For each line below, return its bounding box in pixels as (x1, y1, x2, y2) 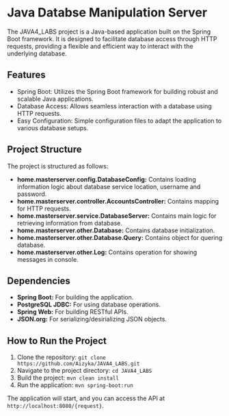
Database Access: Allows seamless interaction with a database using (16, 101, 212, 110)
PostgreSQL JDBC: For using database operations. (16, 300, 161, 309)
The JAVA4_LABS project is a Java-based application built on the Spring (7, 27, 211, 36)
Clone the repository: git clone (16, 353, 106, 361)
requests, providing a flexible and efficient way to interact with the (7, 42, 193, 50)
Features (7, 69, 46, 81)
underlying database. (7, 49, 67, 58)
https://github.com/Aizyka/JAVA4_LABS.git (16, 360, 140, 367)
